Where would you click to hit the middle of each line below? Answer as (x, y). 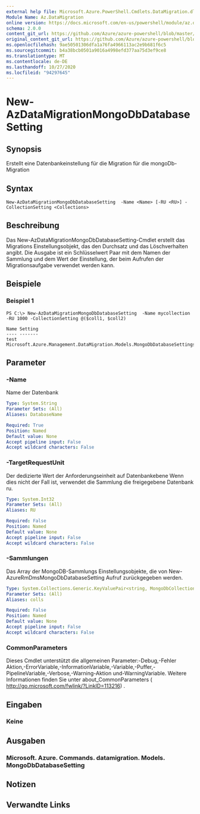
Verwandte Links (38, 805)
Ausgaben (26, 741)
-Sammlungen (27, 558)
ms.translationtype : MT (36, 56)
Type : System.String (32, 403)
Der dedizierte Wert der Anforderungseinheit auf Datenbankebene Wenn (95, 475)
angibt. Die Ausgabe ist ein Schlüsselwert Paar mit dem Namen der (88, 252)
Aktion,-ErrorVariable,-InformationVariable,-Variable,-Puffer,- (81, 667)
